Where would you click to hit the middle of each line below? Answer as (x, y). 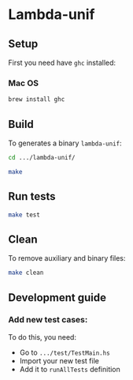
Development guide (57, 297)
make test (24, 215)
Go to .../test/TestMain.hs (65, 352)
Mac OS (24, 83)
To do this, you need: (42, 337)
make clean (26, 273)
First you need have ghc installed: (62, 62)
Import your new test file (59, 360)
